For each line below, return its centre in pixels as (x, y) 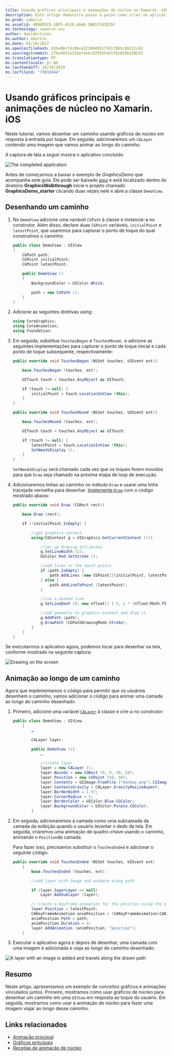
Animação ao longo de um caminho (63, 678)
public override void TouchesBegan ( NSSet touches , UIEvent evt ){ (85, 361)
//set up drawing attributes (71, 547)
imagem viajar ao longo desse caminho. (47, 1009)
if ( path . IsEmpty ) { (62, 571)
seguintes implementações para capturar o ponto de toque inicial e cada (89, 346)
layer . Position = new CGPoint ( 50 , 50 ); (84, 778)
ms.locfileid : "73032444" (33, 72)
